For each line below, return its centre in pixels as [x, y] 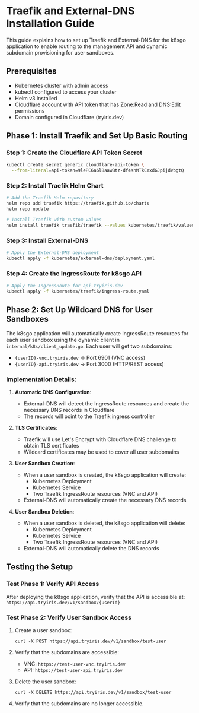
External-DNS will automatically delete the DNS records [91, 549]
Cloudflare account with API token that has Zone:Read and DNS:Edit [98, 104]
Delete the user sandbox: [45, 682]
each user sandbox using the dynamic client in [63, 340]
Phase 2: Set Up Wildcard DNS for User [79, 310]
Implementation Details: [41, 379]
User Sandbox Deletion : [44, 512]
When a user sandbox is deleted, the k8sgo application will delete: [104, 523]
